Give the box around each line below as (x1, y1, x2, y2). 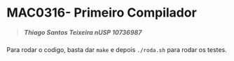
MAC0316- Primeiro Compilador (6, 5, 197, 21)
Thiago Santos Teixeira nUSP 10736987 (23, 28, 142, 36)
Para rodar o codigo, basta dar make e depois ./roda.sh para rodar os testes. (6, 46, 227, 54)
